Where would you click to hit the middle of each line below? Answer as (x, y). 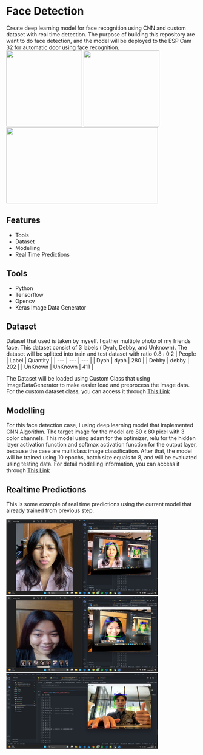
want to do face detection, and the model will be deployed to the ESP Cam (99, 41)
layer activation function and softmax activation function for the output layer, (102, 445)
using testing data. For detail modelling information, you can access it (93, 464)
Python (24, 288)
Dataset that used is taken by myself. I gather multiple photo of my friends (98, 341)
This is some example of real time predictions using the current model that (99, 504)
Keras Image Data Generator (51, 307)
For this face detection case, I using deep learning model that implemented (100, 425)
